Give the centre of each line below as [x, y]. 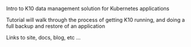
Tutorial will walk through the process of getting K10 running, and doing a [95, 20]
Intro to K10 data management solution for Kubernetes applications [88, 9]
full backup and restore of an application [56, 26]
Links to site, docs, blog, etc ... [44, 37]
